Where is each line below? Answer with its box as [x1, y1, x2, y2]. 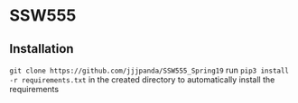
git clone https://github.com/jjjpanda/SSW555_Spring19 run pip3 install [9, 64, 290, 75]
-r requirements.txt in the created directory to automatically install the [9, 74, 275, 85]
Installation [9, 41, 74, 56]
